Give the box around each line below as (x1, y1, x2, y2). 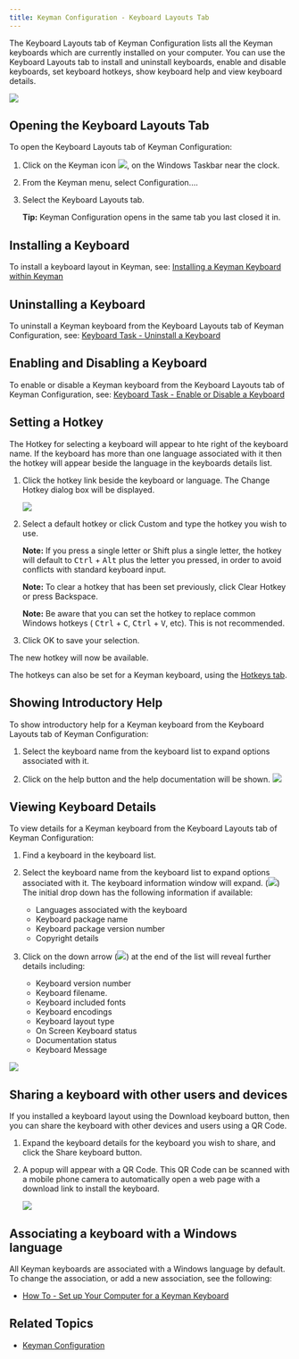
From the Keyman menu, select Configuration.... (21, 178, 198, 188)
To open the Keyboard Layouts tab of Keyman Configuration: (9, 142, 232, 153)
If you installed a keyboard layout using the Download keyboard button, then (9, 1111, 290, 1122)
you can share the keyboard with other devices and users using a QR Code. (9, 1121, 287, 1131)
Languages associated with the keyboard (35, 905, 187, 916)
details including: (21, 961, 86, 972)
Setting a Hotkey (9, 415, 104, 430)
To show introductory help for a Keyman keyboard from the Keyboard (9, 719, 265, 730)
